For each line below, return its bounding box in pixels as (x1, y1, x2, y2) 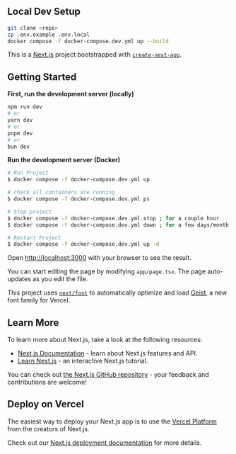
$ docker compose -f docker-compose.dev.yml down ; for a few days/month (7, 221, 230, 229)
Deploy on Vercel (7, 398, 85, 410)
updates (7, 275, 32, 283)
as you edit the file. (33, 275, 88, 283)
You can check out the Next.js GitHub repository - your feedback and (7, 370, 210, 379)
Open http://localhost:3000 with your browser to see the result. (7, 254, 192, 262)
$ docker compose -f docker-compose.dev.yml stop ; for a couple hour (7, 215, 220, 222)
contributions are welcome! (7, 378, 87, 387)
